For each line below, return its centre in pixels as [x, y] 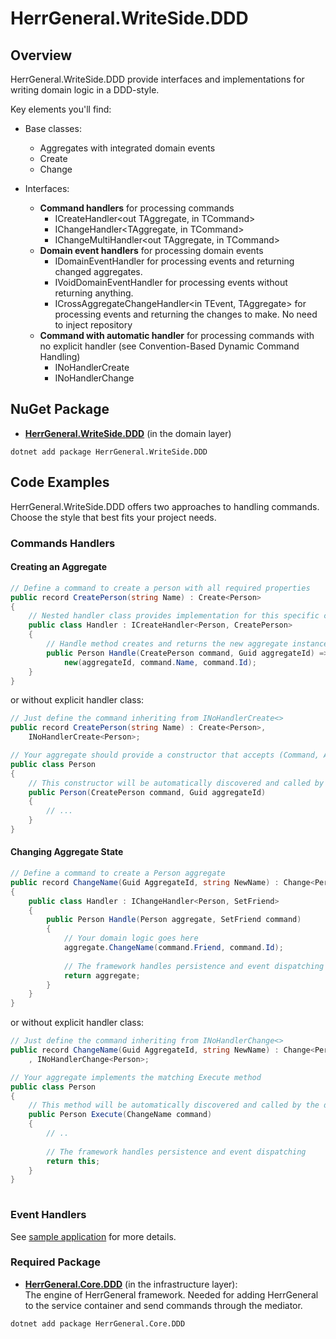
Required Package [55, 1262]
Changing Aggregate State [67, 852]
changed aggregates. [98, 271]
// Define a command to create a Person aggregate [118, 873]
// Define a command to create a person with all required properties [160, 588]
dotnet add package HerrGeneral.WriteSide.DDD [109, 452]
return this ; [73, 1161]
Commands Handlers [63, 543]
